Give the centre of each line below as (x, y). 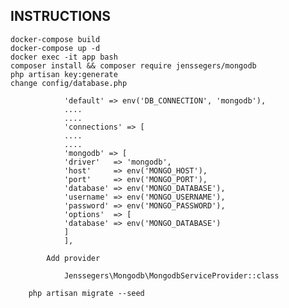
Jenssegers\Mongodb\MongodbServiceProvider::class (171, 275)
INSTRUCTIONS (61, 16)
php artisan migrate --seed (86, 293)
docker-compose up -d (55, 48)
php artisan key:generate (64, 74)
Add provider (73, 258)
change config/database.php (69, 83)
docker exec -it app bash (64, 57)
